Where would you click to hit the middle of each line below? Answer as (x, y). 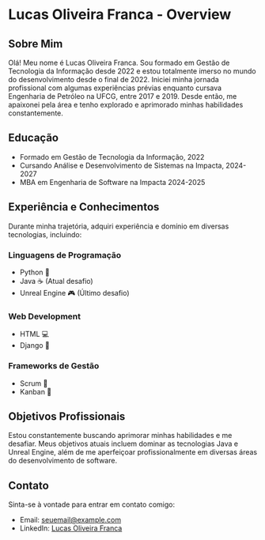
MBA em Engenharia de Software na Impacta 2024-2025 (112, 182)
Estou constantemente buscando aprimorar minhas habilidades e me (120, 436)
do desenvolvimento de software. (62, 461)
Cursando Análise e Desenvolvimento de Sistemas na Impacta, (121, 165)
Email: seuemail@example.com (70, 520)
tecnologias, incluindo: (45, 234)
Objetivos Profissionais (67, 416)
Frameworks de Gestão (54, 366)
